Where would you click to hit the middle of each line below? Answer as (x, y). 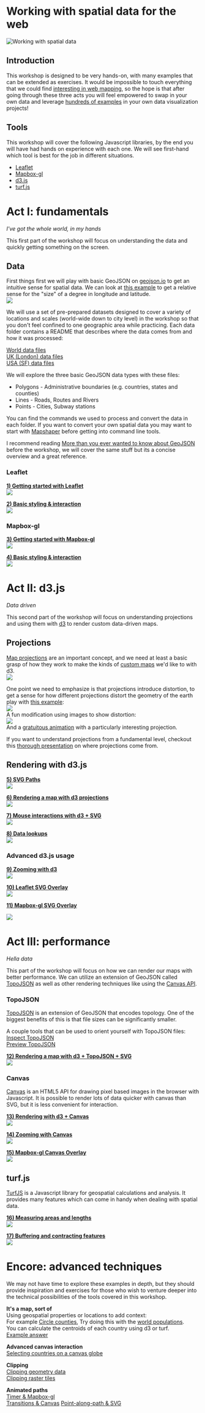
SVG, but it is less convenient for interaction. (62, 1105)
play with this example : (35, 702)
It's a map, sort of (29, 1309)
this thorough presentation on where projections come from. (82, 745)
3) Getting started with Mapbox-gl (50, 539)
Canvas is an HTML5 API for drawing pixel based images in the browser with (103, 1092)
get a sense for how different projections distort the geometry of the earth (100, 695)
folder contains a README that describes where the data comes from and (99, 332)
